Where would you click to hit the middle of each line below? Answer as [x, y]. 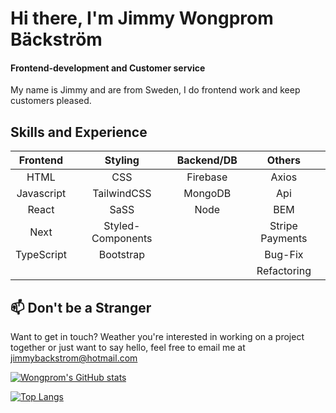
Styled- [122, 226]
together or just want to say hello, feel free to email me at [128, 348]
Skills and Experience [79, 132]
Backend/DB [207, 160]
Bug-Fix [284, 255]
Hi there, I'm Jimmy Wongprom [142, 18]
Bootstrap [121, 255]
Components [122, 239]
